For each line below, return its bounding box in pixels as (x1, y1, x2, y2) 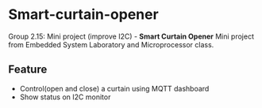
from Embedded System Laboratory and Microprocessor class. (8, 39, 214, 49)
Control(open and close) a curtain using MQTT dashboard (19, 84, 210, 93)
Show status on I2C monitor (19, 92, 111, 102)
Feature (8, 63, 48, 76)
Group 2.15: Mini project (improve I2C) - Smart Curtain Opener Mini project (8, 32, 254, 41)
